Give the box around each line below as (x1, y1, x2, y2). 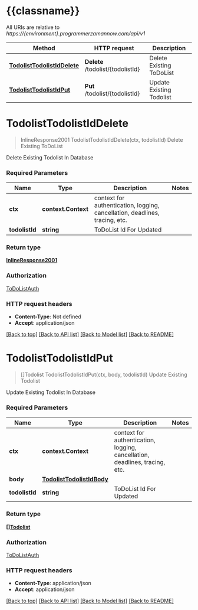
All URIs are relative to (6, 24, 60, 31)
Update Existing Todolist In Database (6, 389, 96, 396)
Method (32, 44, 55, 52)
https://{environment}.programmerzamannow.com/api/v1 (6, 30, 146, 37)
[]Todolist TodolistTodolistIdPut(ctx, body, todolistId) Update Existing (20, 371, 187, 378)
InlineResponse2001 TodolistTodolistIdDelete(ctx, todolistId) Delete (20, 136, 183, 143)
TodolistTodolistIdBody (42, 475, 109, 484)
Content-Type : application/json (14, 580, 91, 587)
